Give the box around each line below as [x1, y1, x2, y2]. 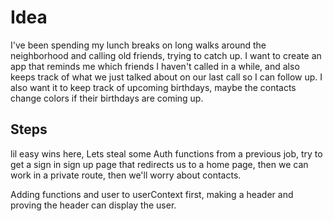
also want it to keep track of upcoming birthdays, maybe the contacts [10, 81, 297, 93]
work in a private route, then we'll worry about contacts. [10, 169, 242, 181]
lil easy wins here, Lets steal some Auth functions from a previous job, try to [10, 147, 323, 160]
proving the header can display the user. [10, 199, 177, 211]
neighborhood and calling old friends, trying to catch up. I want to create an [10, 49, 322, 61]
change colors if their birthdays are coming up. [10, 92, 204, 104]
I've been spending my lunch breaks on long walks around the [10, 39, 267, 51]
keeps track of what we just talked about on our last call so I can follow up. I [10, 71, 323, 83]
